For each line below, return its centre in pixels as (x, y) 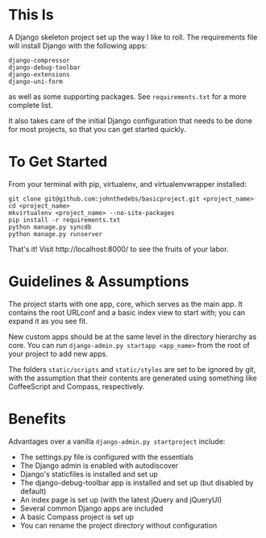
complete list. (31, 105)
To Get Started (58, 162)
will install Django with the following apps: (78, 45)
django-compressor (39, 60)
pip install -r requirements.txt (64, 220)
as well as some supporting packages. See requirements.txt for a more (128, 96)
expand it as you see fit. (48, 321)
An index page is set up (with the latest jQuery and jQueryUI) (121, 499)
